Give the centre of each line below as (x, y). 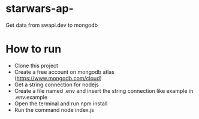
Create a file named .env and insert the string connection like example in (104, 90)
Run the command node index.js (54, 109)
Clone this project (36, 65)
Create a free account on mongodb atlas (64, 72)
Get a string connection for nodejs (57, 84)
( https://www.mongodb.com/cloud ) (58, 78)
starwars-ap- (40, 9)
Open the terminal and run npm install (61, 104)
